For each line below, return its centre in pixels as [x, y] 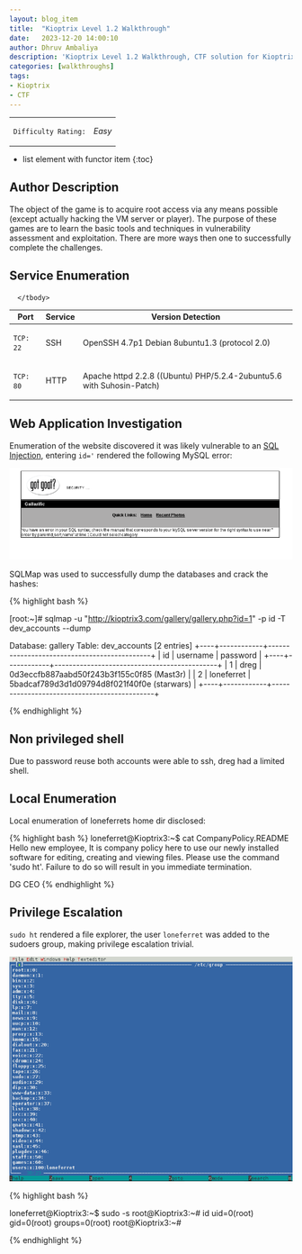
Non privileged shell [67, 739]
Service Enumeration [70, 276]
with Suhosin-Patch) [121, 385]
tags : [19, 77]
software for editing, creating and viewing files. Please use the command [145, 857]
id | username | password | [212, 655]
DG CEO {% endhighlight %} [62, 884]
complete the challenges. [56, 247]
